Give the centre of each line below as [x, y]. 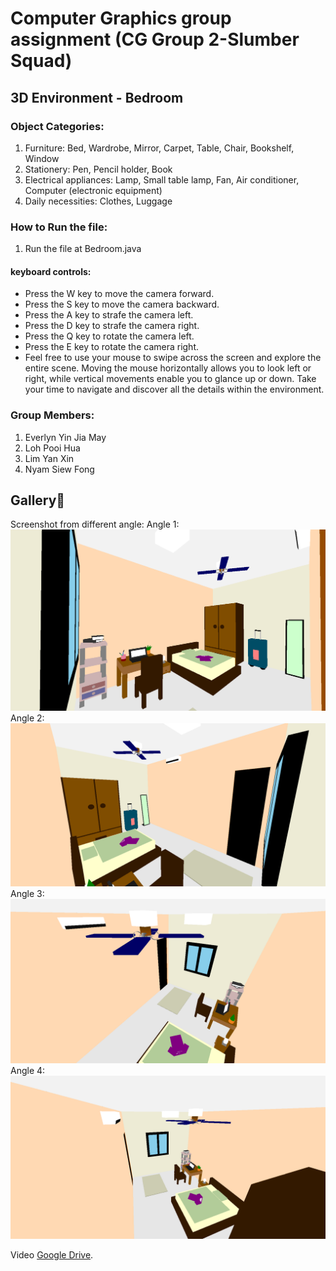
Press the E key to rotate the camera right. [112, 347]
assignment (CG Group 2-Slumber [155, 39]
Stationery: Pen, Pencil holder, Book [98, 169]
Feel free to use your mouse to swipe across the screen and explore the [173, 358]
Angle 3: [27, 894]
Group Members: [52, 415]
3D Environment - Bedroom [97, 97]
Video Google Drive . [52, 1254]
